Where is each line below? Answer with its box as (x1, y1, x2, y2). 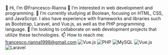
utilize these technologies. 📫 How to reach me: (5, 32, 105, 38)
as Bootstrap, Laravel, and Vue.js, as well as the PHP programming (5, 21, 145, 27)
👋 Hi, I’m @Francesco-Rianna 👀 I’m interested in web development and (5, 5, 153, 11)
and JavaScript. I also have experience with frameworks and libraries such (5, 16, 161, 21)
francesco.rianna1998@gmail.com (5, 39, 77, 45)
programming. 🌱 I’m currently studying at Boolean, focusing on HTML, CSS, (5, 10, 163, 16)
